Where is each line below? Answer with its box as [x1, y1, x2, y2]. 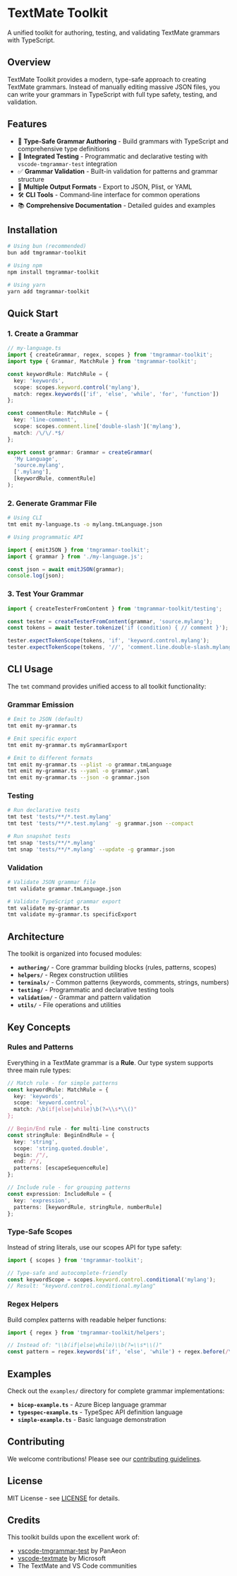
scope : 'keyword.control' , [13, 1099, 93, 1107]
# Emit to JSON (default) [7, 716, 83, 723]
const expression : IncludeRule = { [7, 1190, 112, 1197]
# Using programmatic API [7, 534, 83, 541]
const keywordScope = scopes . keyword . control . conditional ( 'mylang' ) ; [7, 1276, 217, 1283]
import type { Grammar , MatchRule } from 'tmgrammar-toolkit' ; [7, 358, 197, 365]
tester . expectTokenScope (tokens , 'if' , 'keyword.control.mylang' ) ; [7, 637, 210, 645]
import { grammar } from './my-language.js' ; [7, 553, 143, 560]
